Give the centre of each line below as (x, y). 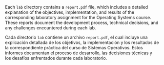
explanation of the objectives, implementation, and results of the (70, 12)
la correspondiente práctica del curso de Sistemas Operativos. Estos (74, 48)
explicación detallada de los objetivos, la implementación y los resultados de (82, 43)
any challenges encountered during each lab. (51, 28)
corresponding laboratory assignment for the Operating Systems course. (78, 17)
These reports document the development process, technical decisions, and (82, 22)
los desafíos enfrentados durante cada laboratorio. (56, 58)
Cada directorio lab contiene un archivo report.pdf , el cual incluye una (76, 37)
